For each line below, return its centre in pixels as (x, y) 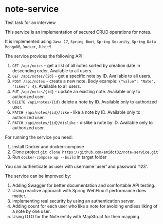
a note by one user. (31, 211)
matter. (19, 196)
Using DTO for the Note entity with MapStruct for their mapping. (76, 216)
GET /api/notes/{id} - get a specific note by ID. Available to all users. (82, 76)
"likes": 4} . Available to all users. (46, 86)
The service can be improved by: (38, 176)
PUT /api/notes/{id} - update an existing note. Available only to (76, 91)
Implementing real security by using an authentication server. (73, 201)
